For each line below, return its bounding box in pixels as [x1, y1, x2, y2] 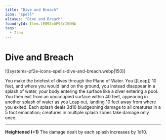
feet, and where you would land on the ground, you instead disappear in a [5, 83, 156, 89]
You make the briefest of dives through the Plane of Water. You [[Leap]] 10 [5, 77, 157, 83]
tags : [5, 26, 16, 31]
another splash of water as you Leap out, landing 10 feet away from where [5, 99, 157, 105]
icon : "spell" [5, 12, 35, 17]
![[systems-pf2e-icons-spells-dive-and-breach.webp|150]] [5, 68, 125, 74]
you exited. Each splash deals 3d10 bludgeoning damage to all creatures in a [5, 104, 161, 110]
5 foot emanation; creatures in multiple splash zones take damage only [5, 109, 149, 115]
